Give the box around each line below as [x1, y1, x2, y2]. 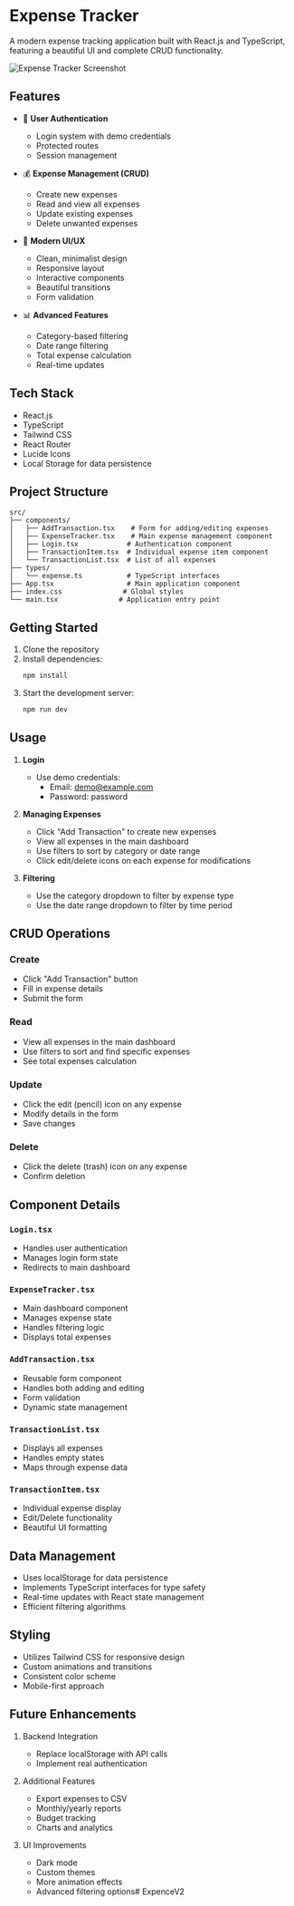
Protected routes [35, 140, 100, 150]
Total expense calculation [35, 350, 132, 361]
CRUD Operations [9, 926, 111, 942]
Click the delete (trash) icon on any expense [22, 1161, 188, 1172]
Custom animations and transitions [22, 1660, 152, 1672]
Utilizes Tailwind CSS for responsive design [22, 1651, 185, 1662]
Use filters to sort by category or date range [35, 845, 201, 856]
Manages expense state [22, 1312, 113, 1323]
